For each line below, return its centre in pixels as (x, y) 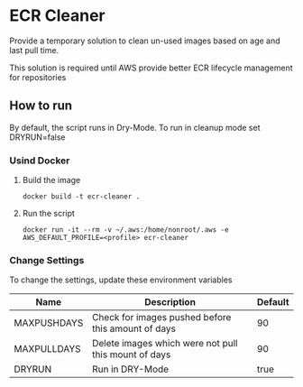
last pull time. (34, 50)
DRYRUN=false (37, 137)
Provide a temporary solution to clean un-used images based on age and (145, 41)
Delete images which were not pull (165, 344)
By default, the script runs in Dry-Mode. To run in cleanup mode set (135, 127)
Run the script (48, 214)
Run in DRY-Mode (130, 369)
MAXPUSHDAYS (49, 323)
